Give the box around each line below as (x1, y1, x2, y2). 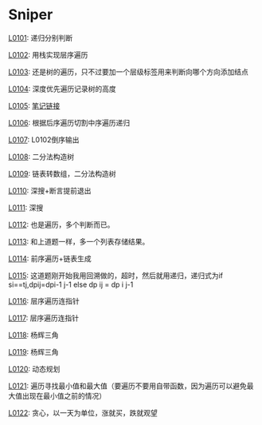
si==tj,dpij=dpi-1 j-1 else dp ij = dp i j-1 (8, 280, 134, 289)
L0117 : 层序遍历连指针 (8, 313, 80, 323)
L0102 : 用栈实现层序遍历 (8, 50, 88, 59)
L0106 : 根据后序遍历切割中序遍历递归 (8, 117, 130, 127)
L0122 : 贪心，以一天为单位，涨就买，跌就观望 (8, 407, 158, 417)
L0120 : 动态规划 (8, 363, 61, 373)
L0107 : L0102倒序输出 (8, 134, 80, 145)
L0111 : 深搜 (8, 202, 44, 212)
